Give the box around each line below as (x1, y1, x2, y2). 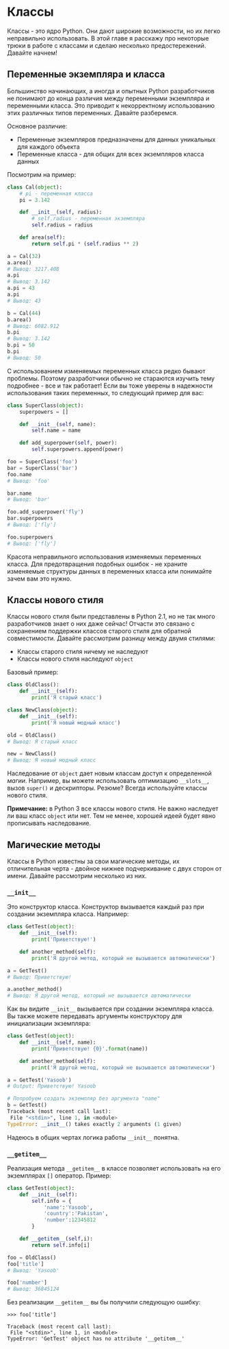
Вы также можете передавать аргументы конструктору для (7, 1012, 183, 1020)
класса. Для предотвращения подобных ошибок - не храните (7, 560, 188, 568)
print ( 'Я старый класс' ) (31, 694, 103, 701)
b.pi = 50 (7, 342, 36, 349)
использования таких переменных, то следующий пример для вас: (7, 388, 204, 397)
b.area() (7, 316, 32, 323)
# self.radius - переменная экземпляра (31, 215, 146, 222)
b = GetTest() (7, 1102, 48, 1109)
